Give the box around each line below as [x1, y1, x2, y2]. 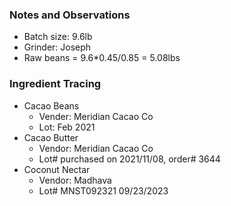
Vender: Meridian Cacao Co [38, 110, 154, 122]
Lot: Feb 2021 [38, 121, 96, 133]
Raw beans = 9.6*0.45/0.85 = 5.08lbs [23, 52, 181, 64]
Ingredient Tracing [9, 77, 102, 91]
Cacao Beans [23, 99, 80, 112]
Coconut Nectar [23, 163, 91, 175]
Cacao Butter [23, 131, 79, 143]
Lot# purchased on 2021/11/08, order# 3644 [38, 153, 221, 165]
